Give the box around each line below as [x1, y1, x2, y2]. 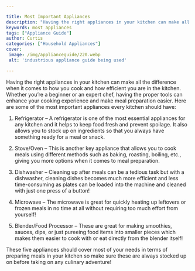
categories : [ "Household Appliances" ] [6, 41, 101, 47]
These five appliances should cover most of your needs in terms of [6, 246, 168, 253]
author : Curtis [6, 36, 43, 42]
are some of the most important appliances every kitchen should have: [6, 103, 177, 110]
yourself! [14, 211, 36, 218]
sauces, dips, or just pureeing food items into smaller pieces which [14, 228, 176, 235]
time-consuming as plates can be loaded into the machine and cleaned [14, 181, 186, 188]
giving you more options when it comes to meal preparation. [14, 157, 160, 164]
